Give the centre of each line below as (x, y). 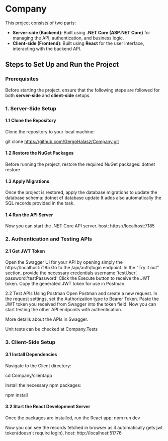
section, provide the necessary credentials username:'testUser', (72, 273)
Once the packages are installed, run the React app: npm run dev (73, 418)
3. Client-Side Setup (30, 342)
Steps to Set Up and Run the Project (62, 64)
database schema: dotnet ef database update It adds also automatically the (83, 198)
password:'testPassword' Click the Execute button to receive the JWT (78, 278)
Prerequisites (22, 79)
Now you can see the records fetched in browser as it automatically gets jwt (84, 427)
